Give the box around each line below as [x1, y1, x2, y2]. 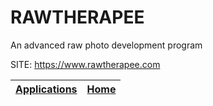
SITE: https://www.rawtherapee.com [10, 58, 161, 70]
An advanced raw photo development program [10, 39, 203, 51]
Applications [15, 82, 78, 96]
